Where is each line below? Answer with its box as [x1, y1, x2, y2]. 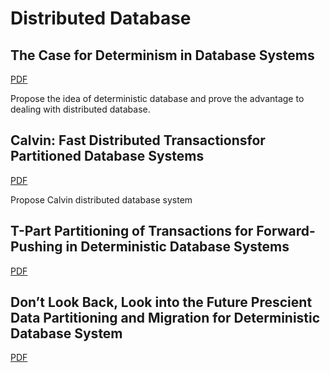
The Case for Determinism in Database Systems [10, 47, 315, 64]
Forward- [256, 223, 316, 240]
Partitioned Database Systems [10, 148, 205, 165]
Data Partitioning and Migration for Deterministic [10, 310, 321, 327]
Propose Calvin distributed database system [10, 193, 193, 206]
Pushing [10, 238, 63, 256]
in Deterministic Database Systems [65, 238, 290, 256]
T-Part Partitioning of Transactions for [10, 223, 254, 240]
